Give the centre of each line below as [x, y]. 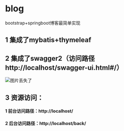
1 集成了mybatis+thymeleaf [48, 40]
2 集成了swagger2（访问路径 [50, 58]
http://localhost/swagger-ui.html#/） [64, 67]
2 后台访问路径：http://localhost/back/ [46, 123]
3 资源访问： [24, 98]
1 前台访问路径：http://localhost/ [39, 111]
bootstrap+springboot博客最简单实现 [43, 23]
